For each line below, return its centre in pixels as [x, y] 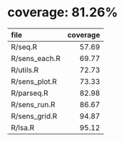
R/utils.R [25, 70]
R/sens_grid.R [34, 116]
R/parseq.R [30, 93]
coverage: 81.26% [63, 12]
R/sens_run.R [33, 104]
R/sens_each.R [36, 58]
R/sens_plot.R [34, 81]
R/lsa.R [22, 127]
